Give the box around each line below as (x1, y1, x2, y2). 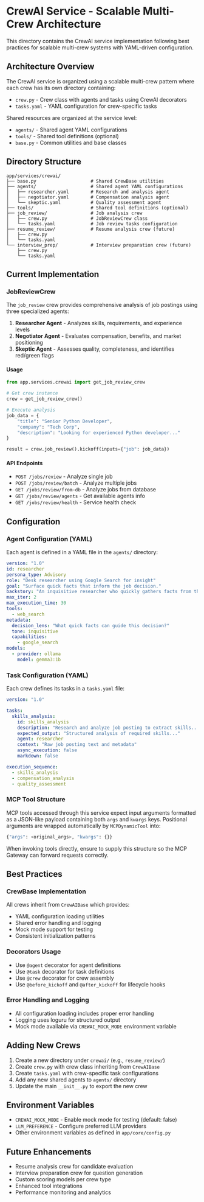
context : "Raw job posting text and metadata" (17, 742, 137, 748)
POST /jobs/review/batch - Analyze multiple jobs (15, 479, 137, 487)
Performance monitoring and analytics (15, 1189, 111, 1196)
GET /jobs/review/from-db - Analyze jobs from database (15, 486, 157, 493)
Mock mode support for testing (15, 926, 93, 933)
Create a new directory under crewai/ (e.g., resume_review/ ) (15, 1056, 166, 1064)
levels (15, 326, 30, 333)
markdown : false (17, 753, 59, 759)
